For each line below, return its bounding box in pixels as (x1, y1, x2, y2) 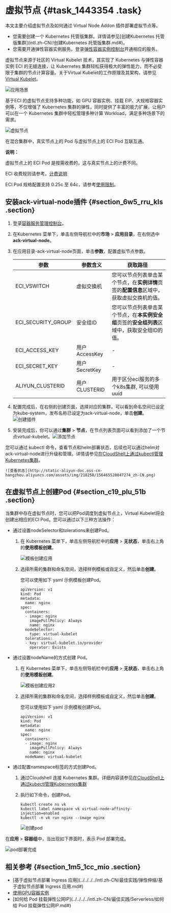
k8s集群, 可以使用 (117, 383, 159, 390)
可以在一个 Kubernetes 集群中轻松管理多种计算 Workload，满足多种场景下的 (5, 110, 165, 116)
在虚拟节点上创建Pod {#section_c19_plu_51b (5, 488, 146, 496)
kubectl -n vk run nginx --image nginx (20, 815, 105, 820)
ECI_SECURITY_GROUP (15, 318, 72, 326)
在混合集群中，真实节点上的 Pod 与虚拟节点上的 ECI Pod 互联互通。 (5, 138, 147, 144)
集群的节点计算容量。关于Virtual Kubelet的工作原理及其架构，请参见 (14, 69, 157, 75)
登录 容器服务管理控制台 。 (12, 220, 67, 226)
